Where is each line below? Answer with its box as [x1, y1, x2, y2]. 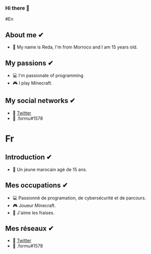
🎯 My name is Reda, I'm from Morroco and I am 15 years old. [12, 44, 138, 50]
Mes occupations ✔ [5, 181, 68, 190]
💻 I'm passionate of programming [12, 72, 84, 78]
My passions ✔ [5, 59, 54, 67]
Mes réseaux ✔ [5, 224, 54, 233]
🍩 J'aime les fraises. [12, 210, 55, 216]
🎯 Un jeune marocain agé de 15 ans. [12, 166, 87, 172]
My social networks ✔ [5, 96, 75, 105]
